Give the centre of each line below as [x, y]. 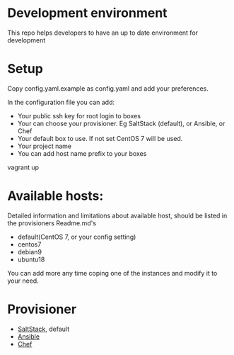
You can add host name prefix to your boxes [82, 153]
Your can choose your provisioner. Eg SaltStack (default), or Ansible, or [121, 123]
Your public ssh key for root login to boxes [79, 115]
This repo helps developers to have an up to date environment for [103, 33]
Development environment [87, 13]
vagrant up [23, 167]
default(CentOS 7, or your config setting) [77, 237]
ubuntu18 [31, 259]
